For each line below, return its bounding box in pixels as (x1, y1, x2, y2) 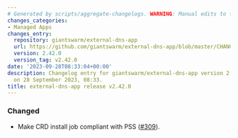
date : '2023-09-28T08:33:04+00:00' (7, 63, 113, 70)
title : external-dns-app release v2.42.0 (7, 83, 132, 90)
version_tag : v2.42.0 (13, 57, 78, 64)
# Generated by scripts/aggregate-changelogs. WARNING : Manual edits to (7, 10, 227, 18)
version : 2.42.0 (13, 50, 62, 57)
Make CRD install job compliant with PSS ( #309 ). (17, 122, 161, 131)
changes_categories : (7, 17, 69, 24)
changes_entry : (7, 30, 52, 38)
